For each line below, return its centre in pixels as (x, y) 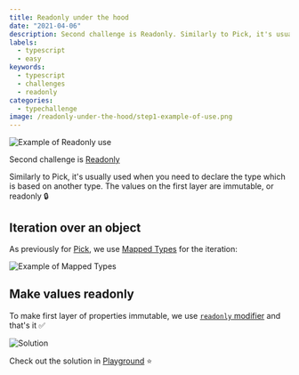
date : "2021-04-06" (45, 26)
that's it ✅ (28, 325)
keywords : (28, 68)
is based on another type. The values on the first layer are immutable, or (141, 186)
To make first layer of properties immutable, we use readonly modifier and (145, 315)
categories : (31, 100)
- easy (29, 59)
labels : (24, 42)
